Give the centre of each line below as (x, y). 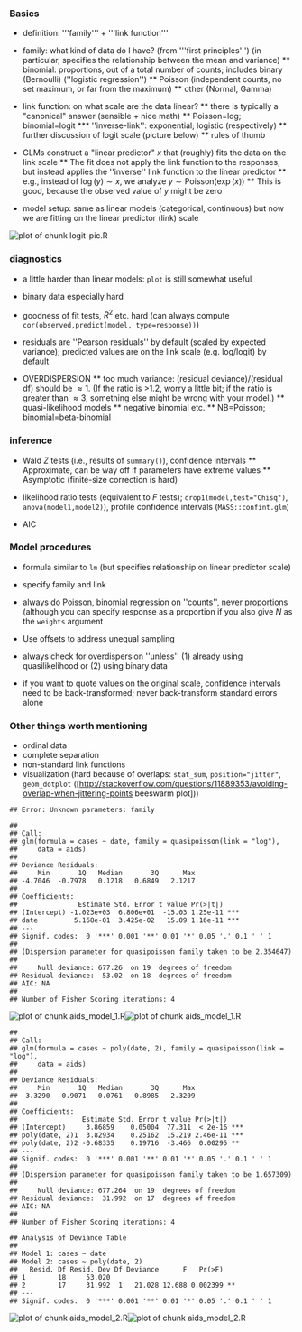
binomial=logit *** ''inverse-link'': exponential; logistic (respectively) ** (154, 125)
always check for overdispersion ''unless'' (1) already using (133, 656)
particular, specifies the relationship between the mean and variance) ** (156, 60)
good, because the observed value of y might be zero (122, 191)
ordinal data (45, 745)
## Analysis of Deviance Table (68, 1238)
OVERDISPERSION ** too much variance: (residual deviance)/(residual (153, 379)
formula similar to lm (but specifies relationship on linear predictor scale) (156, 567)
